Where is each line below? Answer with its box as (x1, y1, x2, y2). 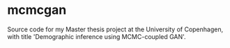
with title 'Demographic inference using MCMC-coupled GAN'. (7, 32, 186, 40)
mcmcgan (7, 2, 67, 18)
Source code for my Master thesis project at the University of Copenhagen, (7, 25, 224, 33)
